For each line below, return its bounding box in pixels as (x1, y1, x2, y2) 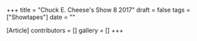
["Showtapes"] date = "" (6, 13, 76, 21)
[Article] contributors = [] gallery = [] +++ (6, 27, 124, 34)
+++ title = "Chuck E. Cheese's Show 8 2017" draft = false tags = (6, 6, 191, 14)
